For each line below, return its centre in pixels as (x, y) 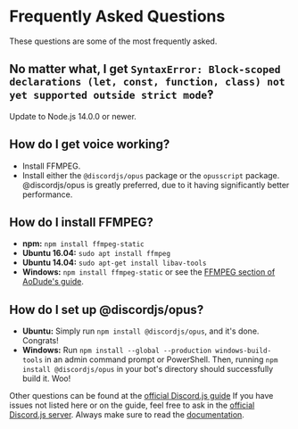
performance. (47, 194)
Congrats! (41, 341)
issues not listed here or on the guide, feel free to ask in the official (132, 405)
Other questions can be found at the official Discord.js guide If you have (141, 396)
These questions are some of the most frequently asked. (113, 41)
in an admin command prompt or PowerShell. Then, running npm (161, 359)
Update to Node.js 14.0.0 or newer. (73, 116)
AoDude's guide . (53, 282)
